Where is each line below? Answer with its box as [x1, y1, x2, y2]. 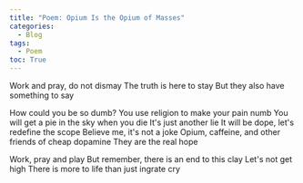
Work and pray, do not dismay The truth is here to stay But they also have [9, 81, 285, 91]
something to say [9, 90, 75, 101]
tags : [9, 38, 30, 48]
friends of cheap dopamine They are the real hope [9, 137, 198, 147]
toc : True [9, 55, 47, 64]
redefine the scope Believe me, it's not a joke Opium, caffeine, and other [9, 127, 280, 137]
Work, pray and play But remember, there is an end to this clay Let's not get [9, 154, 293, 164]
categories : [9, 22, 55, 31]
